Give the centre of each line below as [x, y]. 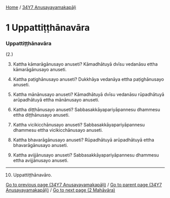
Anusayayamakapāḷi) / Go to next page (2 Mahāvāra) [61, 190]
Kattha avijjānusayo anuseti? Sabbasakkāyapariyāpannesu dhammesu [86, 155]
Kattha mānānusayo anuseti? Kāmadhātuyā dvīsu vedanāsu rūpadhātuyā [89, 94]
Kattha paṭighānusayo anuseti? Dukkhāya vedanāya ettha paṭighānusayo [89, 79]
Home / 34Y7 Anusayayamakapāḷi [41, 7]
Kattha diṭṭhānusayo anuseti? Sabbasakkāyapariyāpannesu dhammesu [87, 110]
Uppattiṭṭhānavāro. [33, 175]
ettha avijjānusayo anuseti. [41, 161]
